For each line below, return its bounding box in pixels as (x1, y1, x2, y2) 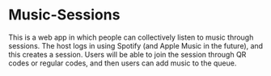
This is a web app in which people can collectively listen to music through (8, 32, 254, 42)
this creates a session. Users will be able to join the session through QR (8, 49, 247, 59)
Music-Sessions (8, 6, 121, 24)
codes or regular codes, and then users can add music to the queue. (8, 58, 237, 68)
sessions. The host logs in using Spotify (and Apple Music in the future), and (8, 40, 264, 50)
